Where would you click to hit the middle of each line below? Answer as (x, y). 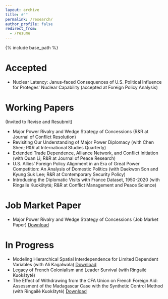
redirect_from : (21, 29)
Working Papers (40, 108)
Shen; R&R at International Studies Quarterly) (59, 147)
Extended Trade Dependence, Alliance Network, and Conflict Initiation (85, 153)
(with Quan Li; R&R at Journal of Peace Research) (64, 158)
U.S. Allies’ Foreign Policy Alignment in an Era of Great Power (76, 163)
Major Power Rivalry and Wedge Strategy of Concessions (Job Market (86, 219)
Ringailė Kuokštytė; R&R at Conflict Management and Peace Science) (85, 185)
